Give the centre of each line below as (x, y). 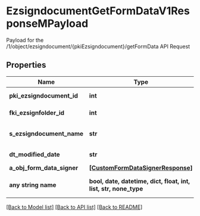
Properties (26, 65)
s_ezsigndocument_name (46, 133)
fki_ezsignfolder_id (37, 112)
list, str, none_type (116, 189)
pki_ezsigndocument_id (44, 95)
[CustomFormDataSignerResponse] (141, 168)
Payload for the (25, 40)
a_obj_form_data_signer (44, 168)
